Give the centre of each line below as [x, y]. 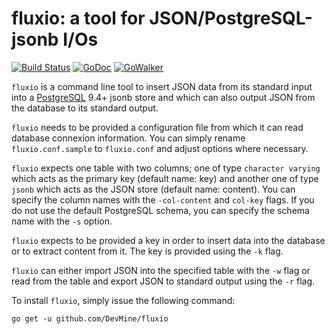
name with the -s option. [62, 221]
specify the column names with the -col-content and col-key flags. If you [163, 199]
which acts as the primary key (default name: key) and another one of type [165, 178]
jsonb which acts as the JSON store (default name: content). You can [153, 189]
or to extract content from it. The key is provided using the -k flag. [147, 251]
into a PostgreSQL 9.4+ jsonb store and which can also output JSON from [163, 97]
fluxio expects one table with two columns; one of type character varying [166, 168]
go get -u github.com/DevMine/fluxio [90, 318]
